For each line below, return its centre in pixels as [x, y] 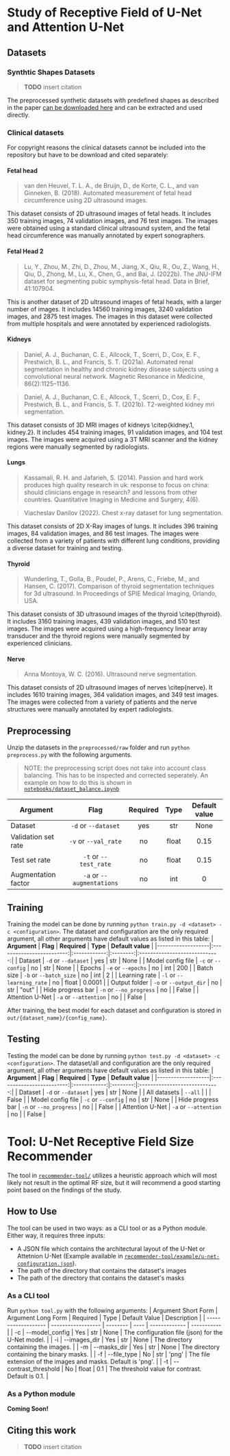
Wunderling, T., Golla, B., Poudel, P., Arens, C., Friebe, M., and [112, 579]
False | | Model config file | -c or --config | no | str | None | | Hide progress [113, 1099]
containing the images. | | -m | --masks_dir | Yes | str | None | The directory [114, 1347]
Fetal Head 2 [25, 251]
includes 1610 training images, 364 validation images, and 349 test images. [113, 695]
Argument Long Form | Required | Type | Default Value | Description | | [106, 1317]
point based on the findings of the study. [64, 1190]
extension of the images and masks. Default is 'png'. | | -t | [90, 1361]
